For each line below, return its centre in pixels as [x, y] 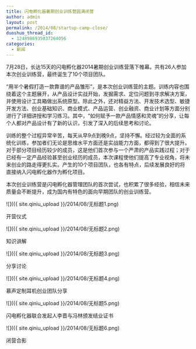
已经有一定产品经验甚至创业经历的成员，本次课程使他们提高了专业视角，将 [95, 157]
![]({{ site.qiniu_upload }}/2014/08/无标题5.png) [63, 303]
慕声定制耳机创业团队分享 [37, 291]
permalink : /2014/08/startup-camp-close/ [57, 28]
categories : [20, 44]
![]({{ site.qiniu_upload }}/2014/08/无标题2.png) [63, 229]
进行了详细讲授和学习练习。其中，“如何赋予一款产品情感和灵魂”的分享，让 [95, 116]
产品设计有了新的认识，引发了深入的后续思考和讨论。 [90, 123]
